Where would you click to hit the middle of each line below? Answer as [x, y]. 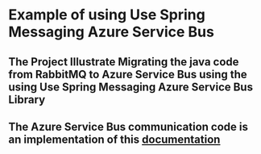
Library [27, 100]
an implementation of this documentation [114, 139]
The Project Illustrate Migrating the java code [124, 62]
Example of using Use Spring [107, 15]
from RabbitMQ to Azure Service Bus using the [128, 74]
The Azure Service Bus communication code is [128, 127]
